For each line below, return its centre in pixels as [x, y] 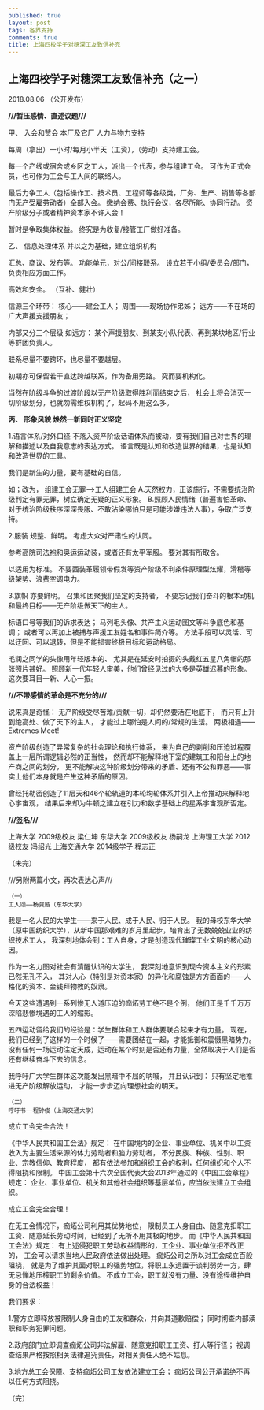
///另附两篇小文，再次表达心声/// [60, 880]
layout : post [29, 23]
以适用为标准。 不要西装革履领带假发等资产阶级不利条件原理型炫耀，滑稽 [126, 569]
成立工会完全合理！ [39, 1209]
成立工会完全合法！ [39, 1126]
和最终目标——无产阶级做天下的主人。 [70, 605]
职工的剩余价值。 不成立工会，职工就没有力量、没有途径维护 [147, 1274]
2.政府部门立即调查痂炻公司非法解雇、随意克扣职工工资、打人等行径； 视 [126, 1345]
